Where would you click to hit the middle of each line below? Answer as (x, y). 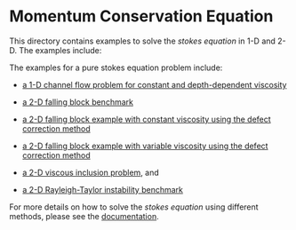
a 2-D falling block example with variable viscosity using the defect (145, 146)
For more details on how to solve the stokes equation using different (134, 207)
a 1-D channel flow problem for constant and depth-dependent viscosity (154, 84)
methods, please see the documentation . (84, 216)
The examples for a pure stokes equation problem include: (116, 67)
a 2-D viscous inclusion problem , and (91, 172)
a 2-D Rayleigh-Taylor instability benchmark (103, 189)
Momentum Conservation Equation (141, 16)
